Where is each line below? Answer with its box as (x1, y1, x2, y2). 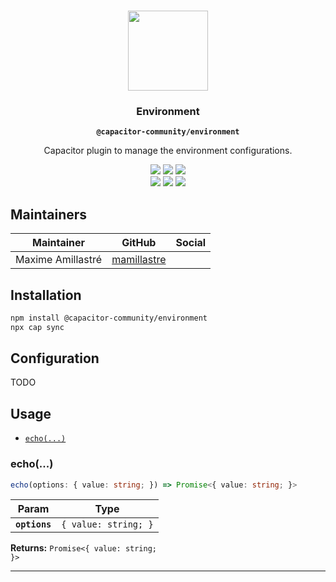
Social (175, 236, 207, 250)
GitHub (121, 236, 157, 250)
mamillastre (111, 253, 167, 267)
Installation (10, 286, 82, 304)
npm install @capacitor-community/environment (10, 313, 208, 323)
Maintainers (10, 206, 88, 223)
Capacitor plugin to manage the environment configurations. (43, 145, 293, 157)
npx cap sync (10, 322, 65, 332)
